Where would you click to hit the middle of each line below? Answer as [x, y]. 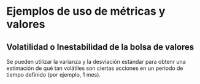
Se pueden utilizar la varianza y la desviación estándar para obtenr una [96, 62]
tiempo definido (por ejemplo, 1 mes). [54, 74]
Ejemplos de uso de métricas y [86, 11]
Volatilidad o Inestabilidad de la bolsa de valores [100, 47]
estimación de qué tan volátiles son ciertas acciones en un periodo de [95, 68]
